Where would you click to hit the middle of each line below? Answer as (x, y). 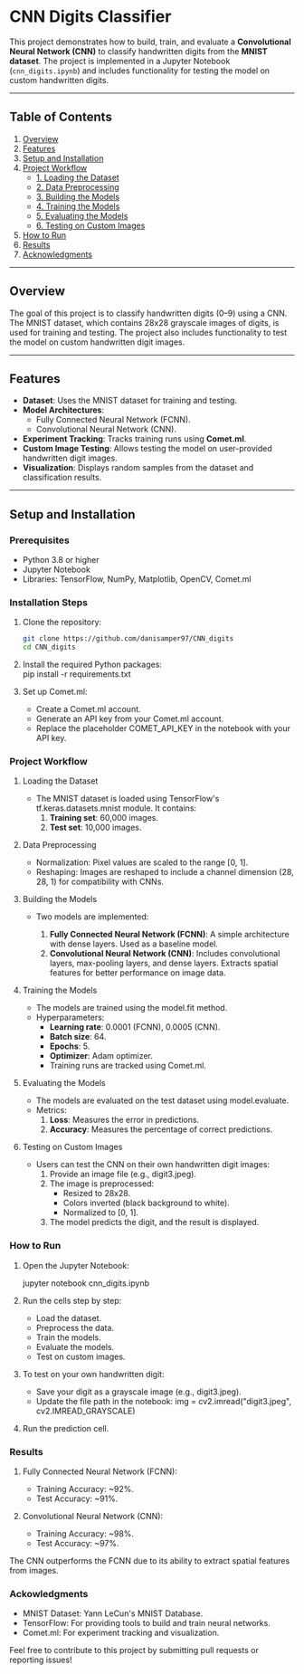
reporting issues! (41, 1660)
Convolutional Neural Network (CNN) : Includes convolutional (165, 954)
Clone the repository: (62, 623)
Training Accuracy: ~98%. (85, 1534)
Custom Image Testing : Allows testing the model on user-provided (147, 449)
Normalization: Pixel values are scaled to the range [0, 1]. (142, 862)
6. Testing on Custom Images (90, 225)
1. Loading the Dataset (77, 177)
